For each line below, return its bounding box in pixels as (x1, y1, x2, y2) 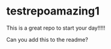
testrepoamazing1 (6, 4, 99, 18)
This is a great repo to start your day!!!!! (6, 24, 106, 31)
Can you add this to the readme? (6, 36, 88, 43)
